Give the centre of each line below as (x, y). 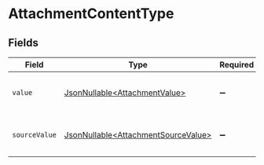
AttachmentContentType (91, 14)
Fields (24, 43)
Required (237, 65)
